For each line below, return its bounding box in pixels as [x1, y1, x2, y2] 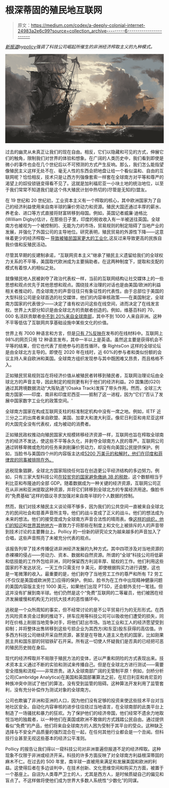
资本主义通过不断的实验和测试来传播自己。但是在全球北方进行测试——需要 [9, 662, 164, 668]
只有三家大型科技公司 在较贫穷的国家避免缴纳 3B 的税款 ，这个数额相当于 [14, 474, 163, 480]
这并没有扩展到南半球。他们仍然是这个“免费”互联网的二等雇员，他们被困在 [5, 590, 159, 596]
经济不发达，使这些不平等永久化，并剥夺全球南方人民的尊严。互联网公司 [14, 438, 164, 444]
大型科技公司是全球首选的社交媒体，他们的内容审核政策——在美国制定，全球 [5, 294, 164, 300]
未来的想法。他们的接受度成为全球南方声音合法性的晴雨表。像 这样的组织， [5, 516, 159, 522]
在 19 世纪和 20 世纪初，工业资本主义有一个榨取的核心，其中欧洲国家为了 [5, 198, 157, 204]
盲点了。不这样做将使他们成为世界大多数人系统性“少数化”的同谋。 [5, 777, 142, 783]
